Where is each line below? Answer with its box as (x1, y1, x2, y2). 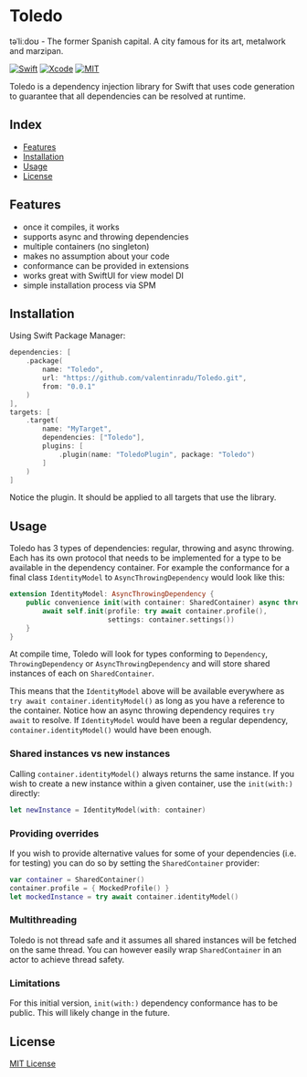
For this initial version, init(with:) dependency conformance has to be (9, 997, 279, 1008)
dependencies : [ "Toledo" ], (42, 433, 145, 443)
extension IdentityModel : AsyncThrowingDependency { (9, 590, 215, 599)
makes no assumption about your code (22, 251, 170, 261)
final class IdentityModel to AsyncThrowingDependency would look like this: (9, 572, 285, 583)
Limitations (9, 976, 61, 989)
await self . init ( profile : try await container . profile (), (42, 606, 268, 615)
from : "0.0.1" (42, 381, 96, 391)
